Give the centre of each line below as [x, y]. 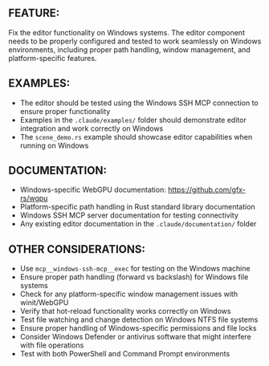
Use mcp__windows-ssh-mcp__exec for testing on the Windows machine [135, 269]
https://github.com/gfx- [207, 190]
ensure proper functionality [65, 111]
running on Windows [54, 145]
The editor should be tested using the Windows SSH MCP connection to [139, 103]
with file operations [52, 345]
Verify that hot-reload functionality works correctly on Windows [125, 311]
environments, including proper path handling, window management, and [129, 49]
